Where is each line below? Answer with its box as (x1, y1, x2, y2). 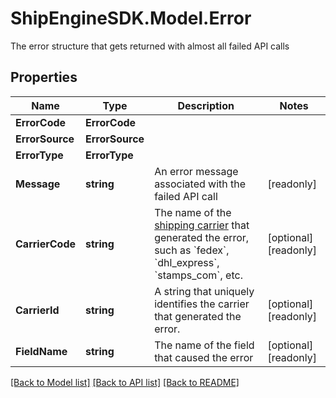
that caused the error (154, 350, 254, 364)
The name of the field (154, 338, 255, 352)
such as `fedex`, (154, 243, 230, 257)
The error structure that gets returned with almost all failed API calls (10, 40, 290, 52)
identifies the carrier (154, 297, 250, 311)
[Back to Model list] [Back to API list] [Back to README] (10, 376, 240, 388)
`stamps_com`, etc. (154, 268, 243, 282)
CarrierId (15, 303, 60, 317)
